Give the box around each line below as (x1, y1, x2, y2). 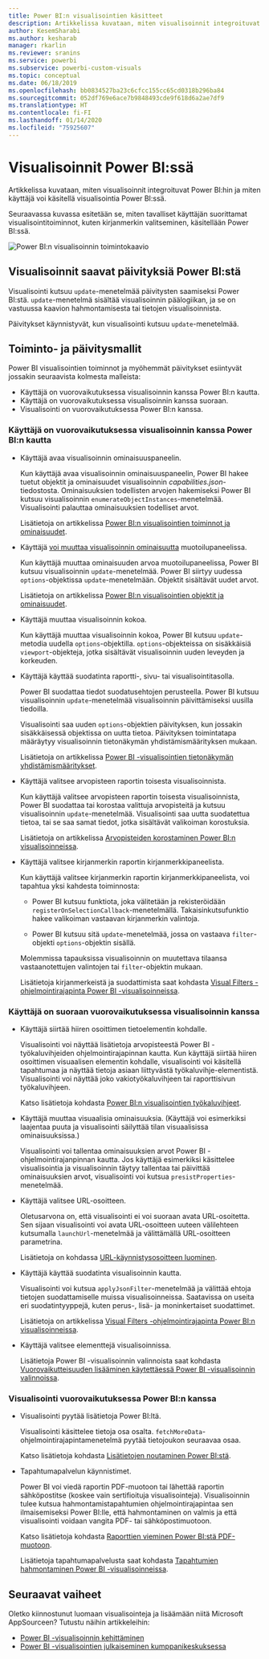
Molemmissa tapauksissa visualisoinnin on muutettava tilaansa (19, 953, 227, 963)
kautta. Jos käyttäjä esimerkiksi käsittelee (96, 1154, 235, 1164)
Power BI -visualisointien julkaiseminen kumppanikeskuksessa (19, 1641, 226, 1651)
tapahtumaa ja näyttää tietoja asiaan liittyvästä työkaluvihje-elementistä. (19, 1065, 259, 1074)
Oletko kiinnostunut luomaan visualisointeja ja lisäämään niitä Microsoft (8, 1609, 243, 1619)
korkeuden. (19, 655, 58, 665)
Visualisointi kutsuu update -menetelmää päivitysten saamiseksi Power (8, 286, 239, 296)
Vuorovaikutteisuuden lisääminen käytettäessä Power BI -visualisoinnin (19, 1364, 255, 1374)
